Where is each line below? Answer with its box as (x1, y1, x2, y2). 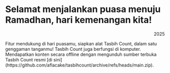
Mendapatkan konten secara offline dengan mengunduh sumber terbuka (5, 51, 157, 57)
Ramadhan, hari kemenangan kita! (5, 14, 152, 26)
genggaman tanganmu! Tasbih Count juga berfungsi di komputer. (5, 46, 141, 52)
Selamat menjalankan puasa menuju (5, 4, 161, 15)
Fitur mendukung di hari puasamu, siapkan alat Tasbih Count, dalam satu (5, 40, 157, 46)
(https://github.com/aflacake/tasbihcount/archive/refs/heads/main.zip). (5, 62, 154, 68)
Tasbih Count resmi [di (5, 56, 53, 62)
